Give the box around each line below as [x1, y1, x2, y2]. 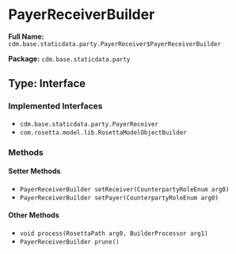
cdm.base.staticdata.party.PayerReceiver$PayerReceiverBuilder [8, 40, 222, 48]
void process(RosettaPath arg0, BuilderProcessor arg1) [19, 229, 208, 237]
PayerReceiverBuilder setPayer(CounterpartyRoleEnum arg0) [19, 194, 219, 202]
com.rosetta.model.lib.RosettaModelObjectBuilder [19, 128, 188, 136]
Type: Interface [8, 77, 86, 90]
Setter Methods [8, 166, 61, 176]
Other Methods [8, 210, 59, 220]
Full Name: [8, 32, 44, 41]
